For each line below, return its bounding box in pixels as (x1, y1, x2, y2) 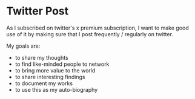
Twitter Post (6, 4, 68, 18)
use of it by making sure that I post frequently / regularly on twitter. (6, 30, 174, 37)
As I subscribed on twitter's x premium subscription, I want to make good (6, 24, 189, 31)
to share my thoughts (15, 54, 68, 61)
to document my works (15, 80, 73, 87)
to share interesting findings (15, 73, 85, 80)
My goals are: (6, 42, 41, 49)
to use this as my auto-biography (15, 86, 98, 93)
